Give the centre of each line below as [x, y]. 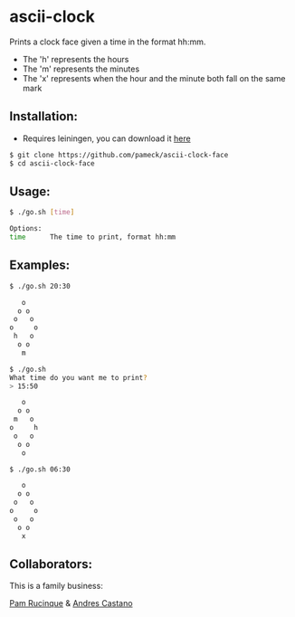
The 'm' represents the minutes [81, 69]
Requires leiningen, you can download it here [107, 138]
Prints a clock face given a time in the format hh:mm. [108, 42]
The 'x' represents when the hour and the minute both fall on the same [154, 78]
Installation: [44, 116]
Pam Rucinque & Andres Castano [71, 603]
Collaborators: [51, 564]
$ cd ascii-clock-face [52, 163]
